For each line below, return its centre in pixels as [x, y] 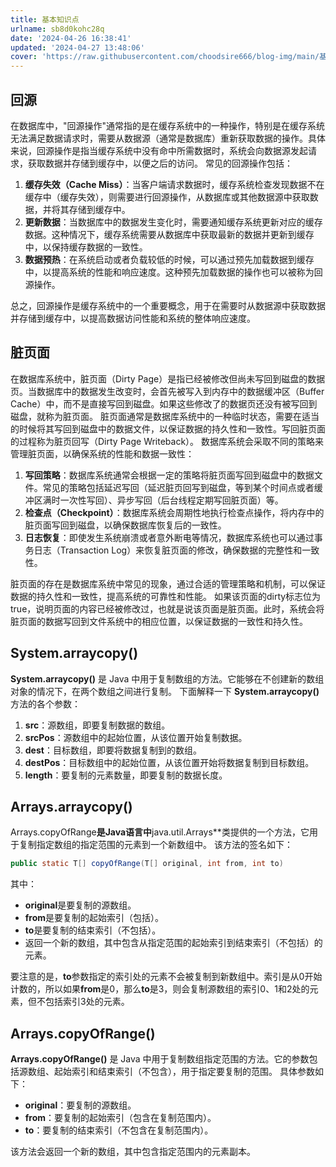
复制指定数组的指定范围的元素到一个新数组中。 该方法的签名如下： [155, 845]
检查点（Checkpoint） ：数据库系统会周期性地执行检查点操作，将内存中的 [174, 512]
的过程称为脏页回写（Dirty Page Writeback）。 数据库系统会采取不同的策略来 [167, 441]
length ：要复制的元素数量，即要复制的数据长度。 [126, 775]
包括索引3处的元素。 [87, 1002]
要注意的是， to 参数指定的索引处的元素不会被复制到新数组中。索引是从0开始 [166, 977]
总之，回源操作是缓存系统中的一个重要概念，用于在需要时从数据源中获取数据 [168, 305]
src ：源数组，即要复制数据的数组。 [97, 725]
